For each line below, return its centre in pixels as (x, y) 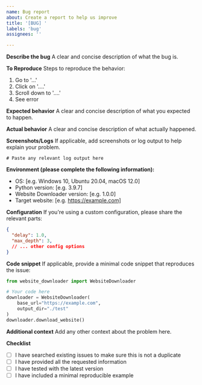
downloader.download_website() (46, 320)
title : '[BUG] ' (27, 23)
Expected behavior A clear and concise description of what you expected (98, 111)
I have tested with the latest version (59, 368)
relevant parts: (24, 218)
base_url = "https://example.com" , (59, 303)
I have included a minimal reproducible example (74, 375)
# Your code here (28, 292)
